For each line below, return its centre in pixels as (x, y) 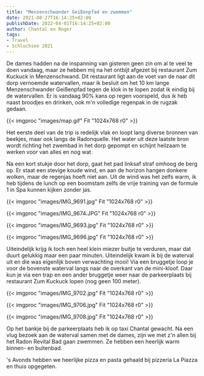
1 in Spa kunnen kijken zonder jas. (49, 189)
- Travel (17, 40)
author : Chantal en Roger (39, 29)
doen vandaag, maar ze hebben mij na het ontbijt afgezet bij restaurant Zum (102, 70)
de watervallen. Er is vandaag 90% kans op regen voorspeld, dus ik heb (97, 96)
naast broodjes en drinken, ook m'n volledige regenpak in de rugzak (92, 102)
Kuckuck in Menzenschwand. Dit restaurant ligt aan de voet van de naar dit (101, 76)
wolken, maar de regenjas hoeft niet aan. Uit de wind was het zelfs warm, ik (101, 176)
